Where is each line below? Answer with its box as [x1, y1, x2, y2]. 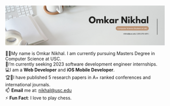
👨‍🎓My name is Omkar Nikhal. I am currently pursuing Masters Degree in [5, 50, 155, 56]
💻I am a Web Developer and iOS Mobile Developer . [5, 67, 115, 73]
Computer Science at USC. [5, 56, 62, 62]
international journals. [5, 82, 51, 87]
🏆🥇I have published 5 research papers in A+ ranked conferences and [5, 74, 151, 80]
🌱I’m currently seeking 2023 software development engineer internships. [5, 61, 158, 67]
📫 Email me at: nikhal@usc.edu [5, 87, 72, 93]
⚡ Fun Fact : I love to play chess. [5, 95, 72, 101]
